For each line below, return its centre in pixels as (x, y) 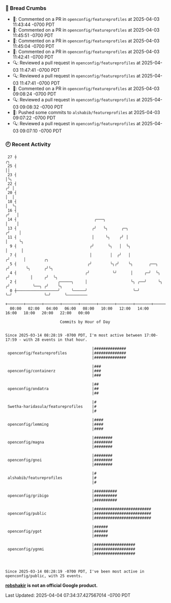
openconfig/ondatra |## (53, 389)
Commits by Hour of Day (85, 322)
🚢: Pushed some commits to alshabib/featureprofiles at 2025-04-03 (86, 113)
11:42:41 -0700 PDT (33, 57)
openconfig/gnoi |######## (60, 460)
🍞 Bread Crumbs (26, 8)
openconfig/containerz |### (54, 371)
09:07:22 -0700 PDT (34, 118)
